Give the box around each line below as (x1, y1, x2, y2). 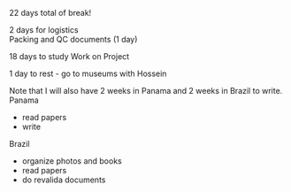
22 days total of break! (9, 8, 92, 18)
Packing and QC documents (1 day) (9, 35, 138, 44)
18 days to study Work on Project (9, 51, 130, 61)
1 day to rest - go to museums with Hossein (9, 68, 167, 79)
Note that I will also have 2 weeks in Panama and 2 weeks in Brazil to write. (9, 86, 283, 96)
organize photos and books (21, 156, 122, 166)
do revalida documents (21, 174, 106, 185)
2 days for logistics (9, 25, 79, 35)
